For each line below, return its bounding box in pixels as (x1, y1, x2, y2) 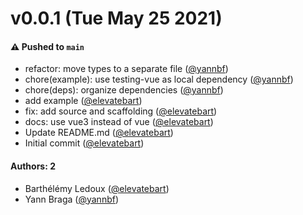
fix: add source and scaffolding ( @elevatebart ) (24, 105, 218, 117)
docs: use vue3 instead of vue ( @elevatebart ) (24, 116, 214, 128)
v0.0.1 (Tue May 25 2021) (10, 7, 223, 30)
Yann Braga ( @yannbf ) (24, 193, 120, 205)
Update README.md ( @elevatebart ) (24, 127, 174, 139)
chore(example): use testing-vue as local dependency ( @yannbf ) (24, 73, 294, 86)
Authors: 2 (10, 160, 56, 172)
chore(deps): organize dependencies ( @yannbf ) (24, 84, 224, 96)
